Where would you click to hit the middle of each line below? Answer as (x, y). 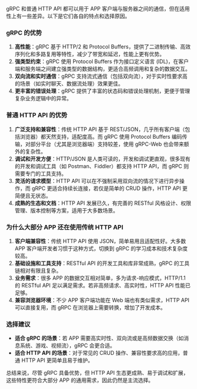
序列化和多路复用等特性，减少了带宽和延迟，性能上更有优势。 (90, 54)
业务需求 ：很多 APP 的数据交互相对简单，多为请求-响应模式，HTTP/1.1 (100, 278)
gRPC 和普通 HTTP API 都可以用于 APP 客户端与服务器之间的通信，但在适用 (98, 9)
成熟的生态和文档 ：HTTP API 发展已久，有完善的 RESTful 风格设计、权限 (103, 203)
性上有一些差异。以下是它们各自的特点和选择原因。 (68, 16)
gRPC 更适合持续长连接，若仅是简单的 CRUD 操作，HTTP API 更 (109, 188)
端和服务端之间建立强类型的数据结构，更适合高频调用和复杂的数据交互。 (102, 69)
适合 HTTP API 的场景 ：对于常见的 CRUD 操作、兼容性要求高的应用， (99, 353)
